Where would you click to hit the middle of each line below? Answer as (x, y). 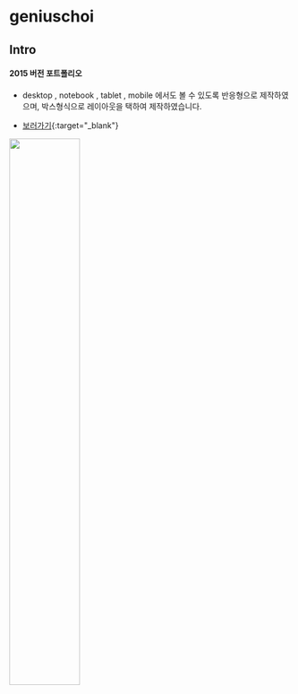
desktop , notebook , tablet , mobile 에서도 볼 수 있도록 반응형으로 (140, 95)
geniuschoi (52, 17)
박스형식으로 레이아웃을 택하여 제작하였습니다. (122, 106)
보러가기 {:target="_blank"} (70, 125)
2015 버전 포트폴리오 (46, 74)
